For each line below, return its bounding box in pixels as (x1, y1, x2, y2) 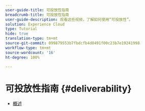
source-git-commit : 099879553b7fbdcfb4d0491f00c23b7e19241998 (5, 41, 140, 46)
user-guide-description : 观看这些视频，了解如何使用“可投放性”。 (5, 17, 133, 22)
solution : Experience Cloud (5, 21, 65, 27)
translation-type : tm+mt (5, 36, 58, 41)
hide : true (5, 31, 28, 36)
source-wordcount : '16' (5, 50, 56, 55)
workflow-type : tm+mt (5, 45, 51, 50)
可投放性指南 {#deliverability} (5, 82, 132, 94)
